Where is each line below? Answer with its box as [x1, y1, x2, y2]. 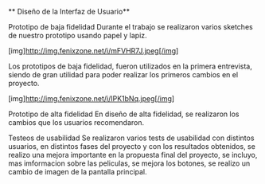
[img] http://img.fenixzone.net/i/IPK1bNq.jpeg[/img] [8, 94, 175, 103]
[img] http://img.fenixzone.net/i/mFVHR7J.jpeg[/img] [8, 46, 179, 55]
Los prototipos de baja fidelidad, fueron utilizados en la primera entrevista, [8, 61, 252, 71]
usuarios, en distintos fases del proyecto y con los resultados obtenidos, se [8, 142, 256, 151]
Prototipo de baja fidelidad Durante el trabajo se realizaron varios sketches [8, 22, 253, 31]
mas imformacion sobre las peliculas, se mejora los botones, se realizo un [8, 159, 251, 168]
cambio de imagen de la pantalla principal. [8, 167, 147, 176]
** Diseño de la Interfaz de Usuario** [8, 7, 130, 16]
